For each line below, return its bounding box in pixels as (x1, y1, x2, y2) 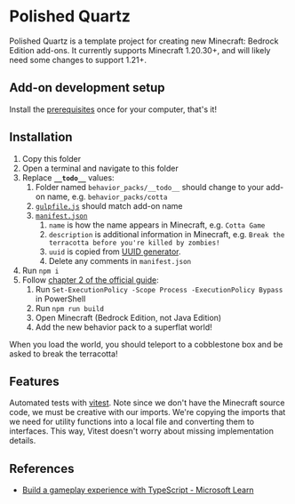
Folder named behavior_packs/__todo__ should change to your (35, 181, 265, 192)
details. (9, 436, 36, 446)
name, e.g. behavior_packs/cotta (47, 191, 168, 202)
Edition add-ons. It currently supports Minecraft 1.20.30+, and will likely (9, 44, 271, 55)
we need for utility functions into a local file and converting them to (9, 416, 255, 428)
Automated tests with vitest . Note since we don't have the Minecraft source (9, 397, 285, 408)
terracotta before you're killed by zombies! (48, 238, 220, 247)
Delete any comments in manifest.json (48, 255, 192, 266)
